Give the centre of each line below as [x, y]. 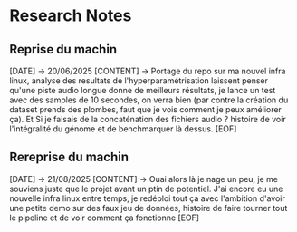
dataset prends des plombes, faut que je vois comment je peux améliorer [146, 109]
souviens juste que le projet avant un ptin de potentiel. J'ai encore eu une [146, 188]
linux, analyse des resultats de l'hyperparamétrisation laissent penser [139, 81]
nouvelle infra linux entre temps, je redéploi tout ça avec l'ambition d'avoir [147, 198]
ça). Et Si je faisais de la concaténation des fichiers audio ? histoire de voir [148, 119]
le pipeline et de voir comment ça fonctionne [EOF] [105, 217]
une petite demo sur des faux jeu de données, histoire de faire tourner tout [148, 208]
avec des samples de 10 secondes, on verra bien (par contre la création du [149, 100]
